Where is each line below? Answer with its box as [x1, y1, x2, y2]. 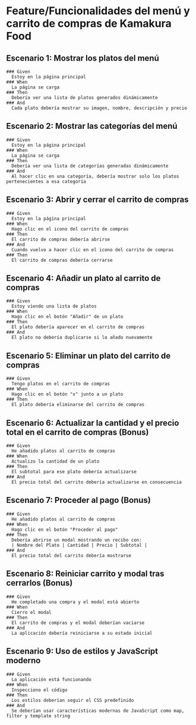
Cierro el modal [11, 609, 52, 615]
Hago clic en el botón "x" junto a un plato [11, 391, 124, 397]
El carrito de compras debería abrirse [11, 236, 110, 242]
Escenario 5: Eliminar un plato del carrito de [6, 350, 171, 360]
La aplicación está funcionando [11, 676, 92, 682]
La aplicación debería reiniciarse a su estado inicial [11, 630, 153, 636]
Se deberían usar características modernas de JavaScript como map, [11, 708, 185, 714]
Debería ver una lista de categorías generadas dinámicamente [11, 163, 169, 169]
